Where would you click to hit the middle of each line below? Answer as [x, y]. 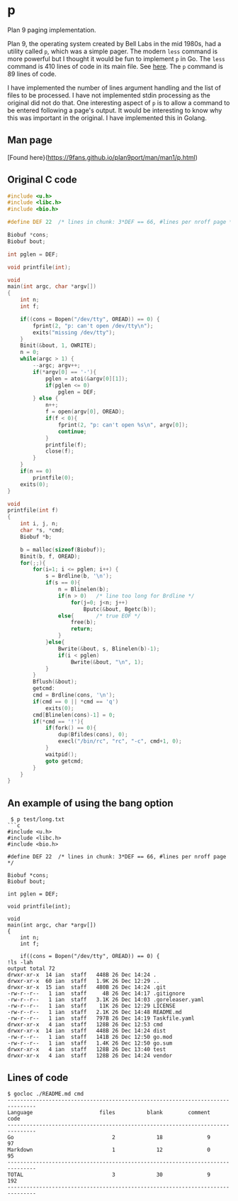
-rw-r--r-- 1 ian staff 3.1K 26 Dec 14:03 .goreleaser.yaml [106, 1000]
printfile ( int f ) [33, 510]
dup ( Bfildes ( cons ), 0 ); [93, 735]
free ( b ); [84, 623]
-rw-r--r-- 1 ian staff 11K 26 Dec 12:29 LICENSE [91, 1006]
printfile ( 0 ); [53, 478]
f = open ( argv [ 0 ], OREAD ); [85, 412]
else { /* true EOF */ [99, 616]
